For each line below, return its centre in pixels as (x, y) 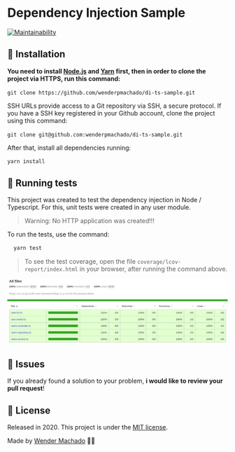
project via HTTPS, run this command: (64, 78)
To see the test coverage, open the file (80, 262)
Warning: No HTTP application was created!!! (90, 221)
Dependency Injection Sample (97, 13)
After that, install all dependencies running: (69, 148)
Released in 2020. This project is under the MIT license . (88, 428)
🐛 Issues (26, 364)
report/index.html (51, 270)
